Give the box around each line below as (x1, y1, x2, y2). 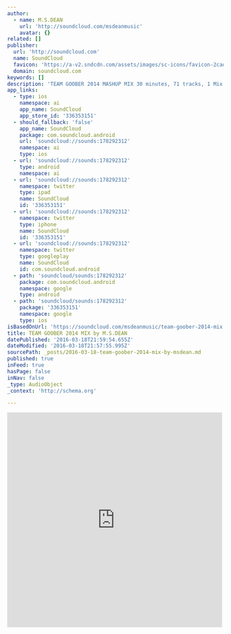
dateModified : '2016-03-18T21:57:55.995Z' (7, 342, 131, 349)
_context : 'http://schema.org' (7, 387, 97, 394)
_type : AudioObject (7, 381, 63, 388)
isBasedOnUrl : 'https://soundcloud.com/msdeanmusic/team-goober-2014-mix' (7, 323, 226, 330)
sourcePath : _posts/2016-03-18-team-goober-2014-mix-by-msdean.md (7, 349, 201, 356)
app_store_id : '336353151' (19, 112, 97, 119)
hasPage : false (7, 368, 51, 375)
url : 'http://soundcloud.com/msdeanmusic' (19, 23, 143, 30)
